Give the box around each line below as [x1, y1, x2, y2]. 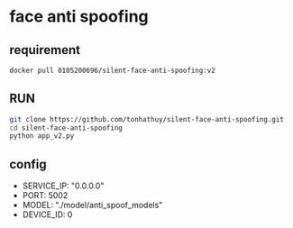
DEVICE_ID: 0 [22, 209, 73, 220]
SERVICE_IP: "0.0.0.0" [22, 180, 105, 191]
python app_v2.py [9, 132, 75, 141]
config [9, 156, 47, 172]
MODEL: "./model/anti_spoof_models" [22, 200, 163, 211]
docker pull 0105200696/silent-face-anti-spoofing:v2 [9, 66, 216, 75]
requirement [9, 42, 81, 58]
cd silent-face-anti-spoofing [9, 123, 124, 132]
